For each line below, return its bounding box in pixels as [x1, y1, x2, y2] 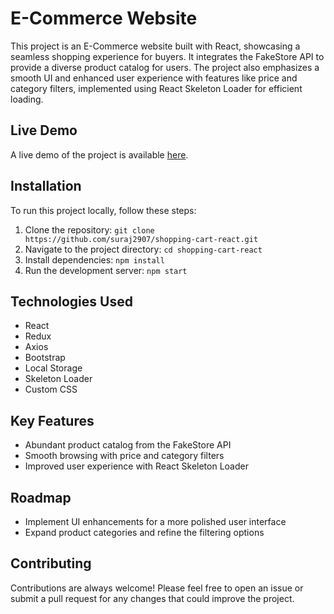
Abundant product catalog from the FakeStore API [24, 439, 232, 451]
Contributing [10, 555, 92, 572]
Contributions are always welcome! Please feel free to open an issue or [10, 582, 304, 594]
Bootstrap [24, 352, 66, 364]
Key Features [10, 412, 95, 429]
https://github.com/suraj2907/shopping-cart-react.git [24, 234, 259, 244]
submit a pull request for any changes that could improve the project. [10, 592, 295, 604]
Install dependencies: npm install [24, 253, 165, 266]
